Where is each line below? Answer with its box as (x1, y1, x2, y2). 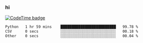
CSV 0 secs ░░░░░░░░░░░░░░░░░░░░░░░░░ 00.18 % (5, 29, 139, 34)
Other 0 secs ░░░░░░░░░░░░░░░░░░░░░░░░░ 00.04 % (5, 34, 139, 39)
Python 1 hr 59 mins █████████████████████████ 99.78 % (5, 24, 139, 29)
